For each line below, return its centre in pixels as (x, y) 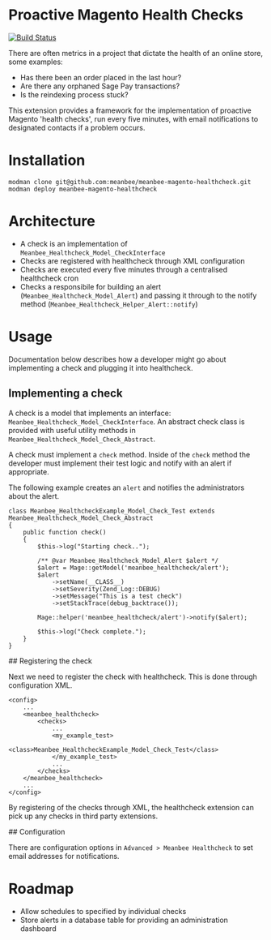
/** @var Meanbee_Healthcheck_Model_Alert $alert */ (128, 560)
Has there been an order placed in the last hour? (101, 77)
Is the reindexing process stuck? (74, 94)
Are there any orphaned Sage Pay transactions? (100, 86)
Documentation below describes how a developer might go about (117, 359)
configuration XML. (40, 685)
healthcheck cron (49, 278)
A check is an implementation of (74, 243)
